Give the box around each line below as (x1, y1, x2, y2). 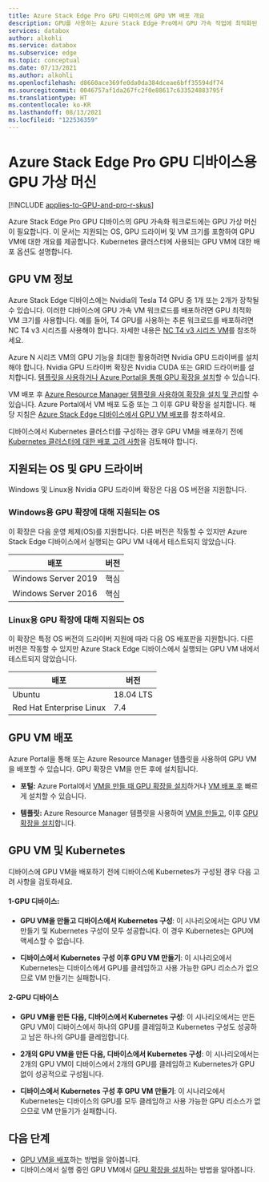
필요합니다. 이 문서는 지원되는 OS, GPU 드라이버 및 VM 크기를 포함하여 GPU (16, 226, 255, 236)
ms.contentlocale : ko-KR (8, 101, 91, 109)
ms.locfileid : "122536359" (8, 116, 98, 124)
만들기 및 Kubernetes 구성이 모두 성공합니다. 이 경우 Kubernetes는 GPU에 (19, 926, 254, 935)
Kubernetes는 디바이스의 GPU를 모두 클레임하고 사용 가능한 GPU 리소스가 (19, 1096, 253, 1106)
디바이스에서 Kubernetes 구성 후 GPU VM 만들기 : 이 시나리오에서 (19, 1087, 226, 1096)
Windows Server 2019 (12, 572, 98, 583)
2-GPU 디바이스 (8, 993, 59, 1002)
